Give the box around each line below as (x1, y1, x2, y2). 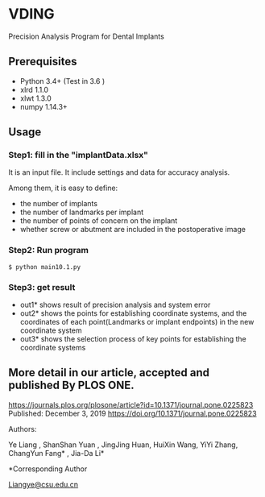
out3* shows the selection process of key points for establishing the (19, 334, 247, 344)
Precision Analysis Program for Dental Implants (8, 31, 165, 41)
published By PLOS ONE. (8, 379, 135, 392)
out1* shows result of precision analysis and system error (19, 300, 211, 310)
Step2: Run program (8, 245, 89, 256)
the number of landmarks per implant (19, 207, 144, 217)
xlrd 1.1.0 (19, 85, 49, 94)
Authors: (8, 424, 37, 433)
